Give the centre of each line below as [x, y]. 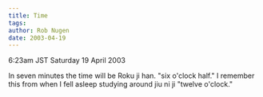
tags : [17, 23]
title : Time [28, 16]
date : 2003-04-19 [37, 38]
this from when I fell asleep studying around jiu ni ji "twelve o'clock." [121, 84]
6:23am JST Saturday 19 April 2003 [67, 60]
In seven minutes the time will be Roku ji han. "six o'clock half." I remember [131, 76]
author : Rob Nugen [39, 30]
